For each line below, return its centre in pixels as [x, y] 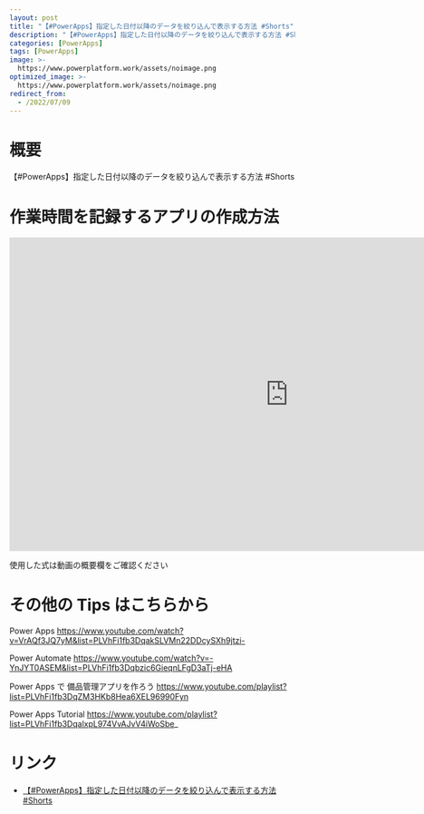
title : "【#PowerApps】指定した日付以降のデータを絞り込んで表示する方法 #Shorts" [152, 26]
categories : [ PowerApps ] [56, 43]
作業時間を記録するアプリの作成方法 [145, 216]
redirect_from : [38, 93]
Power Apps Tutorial [47, 714]
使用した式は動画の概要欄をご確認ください [89, 565]
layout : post [34, 18]
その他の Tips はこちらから [110, 605]
